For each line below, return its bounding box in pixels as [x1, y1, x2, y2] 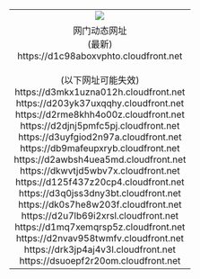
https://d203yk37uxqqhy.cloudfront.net [15, 96, 185, 109]
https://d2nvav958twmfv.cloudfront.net [15, 231, 184, 244]
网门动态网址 [73, 24, 127, 37]
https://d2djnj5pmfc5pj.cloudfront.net [20, 119, 180, 131]
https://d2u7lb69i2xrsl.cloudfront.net [21, 209, 179, 221]
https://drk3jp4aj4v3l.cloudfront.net [23, 243, 177, 256]
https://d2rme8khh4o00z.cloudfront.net [14, 108, 186, 121]
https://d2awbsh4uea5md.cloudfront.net [13, 153, 187, 166]
